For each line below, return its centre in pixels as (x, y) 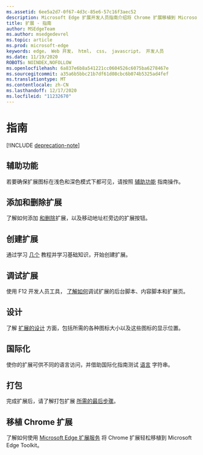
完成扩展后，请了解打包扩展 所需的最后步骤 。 (63, 401)
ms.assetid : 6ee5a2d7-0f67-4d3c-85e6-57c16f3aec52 (71, 12)
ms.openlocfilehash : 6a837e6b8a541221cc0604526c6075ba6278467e (88, 68)
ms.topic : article (29, 40)
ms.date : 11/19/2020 (32, 57)
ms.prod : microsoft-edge (37, 46)
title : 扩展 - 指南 (29, 23)
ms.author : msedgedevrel (37, 34)
